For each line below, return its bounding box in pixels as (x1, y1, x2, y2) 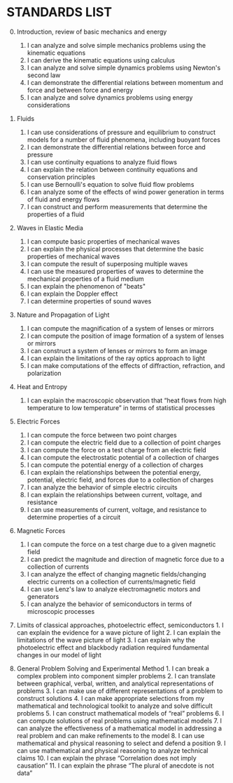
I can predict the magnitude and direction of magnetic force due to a (27, 555, 225, 563)
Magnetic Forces (16, 526, 66, 534)
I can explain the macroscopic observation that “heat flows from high (27, 396, 227, 404)
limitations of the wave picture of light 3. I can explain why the (16, 636, 196, 644)
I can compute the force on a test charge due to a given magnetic (27, 540, 216, 548)
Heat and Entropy (16, 382, 68, 390)
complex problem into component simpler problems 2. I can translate (16, 671, 216, 680)
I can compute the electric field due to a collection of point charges (27, 438, 221, 447)
